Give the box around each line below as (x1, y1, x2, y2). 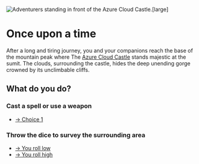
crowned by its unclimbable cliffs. (6, 66, 90, 73)
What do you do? (6, 84, 71, 94)
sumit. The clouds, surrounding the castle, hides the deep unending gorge (6, 59, 191, 67)
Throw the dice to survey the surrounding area (6, 131, 146, 139)
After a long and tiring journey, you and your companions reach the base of (6, 47, 193, 54)
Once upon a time (6, 27, 96, 41)
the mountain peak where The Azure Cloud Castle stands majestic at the (6, 53, 186, 61)
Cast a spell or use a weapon (6, 102, 92, 110)
